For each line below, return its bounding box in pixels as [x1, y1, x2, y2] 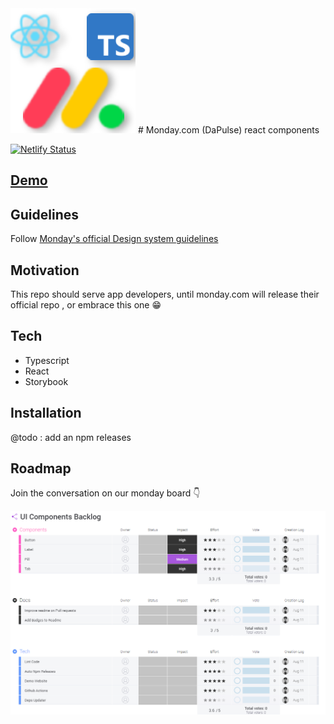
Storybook [24, 375, 69, 387]
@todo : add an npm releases [10, 431, 132, 443]
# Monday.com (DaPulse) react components [137, 124, 320, 136]
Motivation [10, 262, 80, 279]
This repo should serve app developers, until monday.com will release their [10, 288, 320, 301]
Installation [10, 405, 82, 422]
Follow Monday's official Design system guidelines [10, 233, 219, 245]
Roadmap [10, 460, 72, 477]
